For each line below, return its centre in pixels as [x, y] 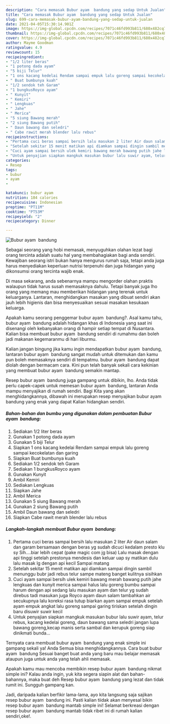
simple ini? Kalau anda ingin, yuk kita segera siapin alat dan [67, 674]
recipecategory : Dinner [31, 221]
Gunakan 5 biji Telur [34, 442]
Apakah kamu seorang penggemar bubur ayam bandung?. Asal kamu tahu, [84, 318]
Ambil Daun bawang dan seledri [46, 512]
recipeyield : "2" [24, 216]
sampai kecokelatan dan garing [46, 453]
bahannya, [17, 680]
